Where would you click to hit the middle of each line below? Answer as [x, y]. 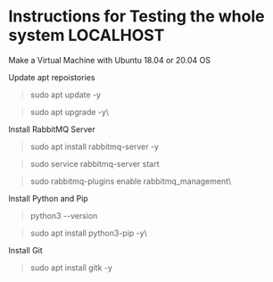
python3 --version [64, 215]
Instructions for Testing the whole [136, 17]
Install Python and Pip [48, 198]
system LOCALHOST [87, 35]
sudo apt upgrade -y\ [69, 112]
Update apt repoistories [52, 77]
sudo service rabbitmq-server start [95, 163]
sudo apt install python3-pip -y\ [89, 233]
